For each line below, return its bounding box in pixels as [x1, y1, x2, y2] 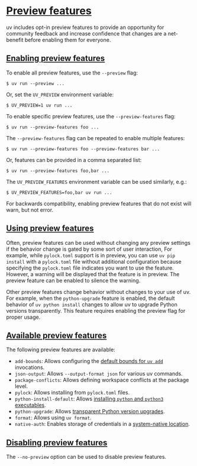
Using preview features [6, 224, 94, 234]
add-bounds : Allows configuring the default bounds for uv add [14, 358, 164, 365]
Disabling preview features [6, 438, 108, 448]
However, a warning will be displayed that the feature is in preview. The [6, 270, 180, 277]
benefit [6, 36, 24, 43]
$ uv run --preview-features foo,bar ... [6, 167, 110, 174]
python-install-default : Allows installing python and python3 [14, 395, 164, 403]
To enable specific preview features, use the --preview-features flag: [6, 112, 176, 119]
